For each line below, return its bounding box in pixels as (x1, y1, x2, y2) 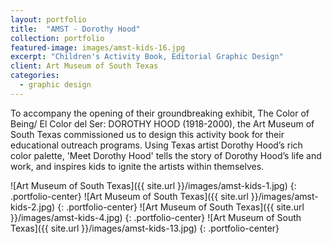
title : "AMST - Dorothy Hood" (10, 24, 141, 34)
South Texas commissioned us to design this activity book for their (10, 128, 285, 140)
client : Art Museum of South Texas (10, 61, 159, 71)
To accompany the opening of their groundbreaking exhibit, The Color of (10, 107, 310, 119)
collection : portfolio (10, 33, 105, 43)
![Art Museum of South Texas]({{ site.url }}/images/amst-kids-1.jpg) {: (10, 179, 297, 191)
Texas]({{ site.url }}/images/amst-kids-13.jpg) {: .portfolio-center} (10, 222, 280, 234)
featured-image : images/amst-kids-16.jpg (10, 42, 186, 53)
